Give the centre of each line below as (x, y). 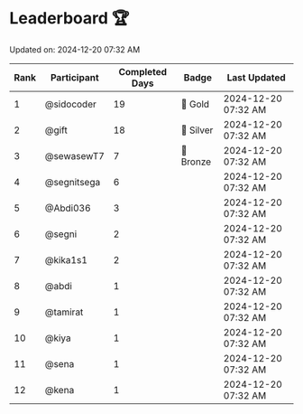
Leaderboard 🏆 (69, 19)
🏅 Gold (195, 104)
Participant (74, 77)
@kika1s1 (66, 259)
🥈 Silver (197, 130)
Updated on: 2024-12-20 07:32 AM (75, 49)
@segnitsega (73, 182)
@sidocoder (71, 104)
